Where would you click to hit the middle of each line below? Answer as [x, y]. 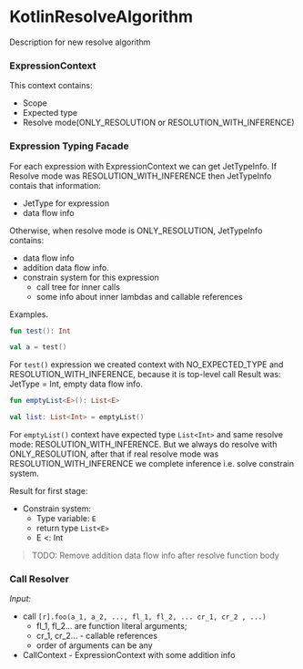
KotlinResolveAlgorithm [101, 17]
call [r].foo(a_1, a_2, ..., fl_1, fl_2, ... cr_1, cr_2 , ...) [144, 616]
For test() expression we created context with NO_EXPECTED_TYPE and [146, 365]
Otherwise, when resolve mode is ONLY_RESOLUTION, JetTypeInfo [136, 231]
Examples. [29, 314]
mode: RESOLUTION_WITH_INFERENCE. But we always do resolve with [143, 445]
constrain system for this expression [91, 277]
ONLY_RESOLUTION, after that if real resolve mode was [114, 454]
